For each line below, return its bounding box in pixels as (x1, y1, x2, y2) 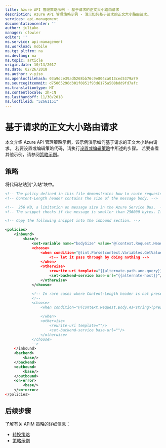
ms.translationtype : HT (5, 85, 54, 90)
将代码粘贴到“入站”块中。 (5, 181, 57, 187)
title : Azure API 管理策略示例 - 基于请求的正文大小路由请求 (5, 7, 120, 12)
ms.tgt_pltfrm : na (5, 48, 43, 53)
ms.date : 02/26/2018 (5, 67, 48, 72)
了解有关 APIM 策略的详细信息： (5, 421, 71, 427)
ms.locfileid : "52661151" (5, 99, 58, 104)
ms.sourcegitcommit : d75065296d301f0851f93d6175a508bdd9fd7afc (5, 81, 138, 85)
